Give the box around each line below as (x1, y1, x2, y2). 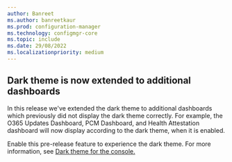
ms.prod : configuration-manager (7, 23, 101, 30)
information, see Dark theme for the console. (7, 147, 135, 155)
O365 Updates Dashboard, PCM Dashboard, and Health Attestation (7, 119, 200, 127)
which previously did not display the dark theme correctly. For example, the (7, 111, 224, 120)
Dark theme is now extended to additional (7, 74, 191, 87)
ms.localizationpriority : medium (7, 49, 104, 56)
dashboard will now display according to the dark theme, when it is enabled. (7, 126, 226, 134)
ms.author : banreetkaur (7, 17, 76, 24)
